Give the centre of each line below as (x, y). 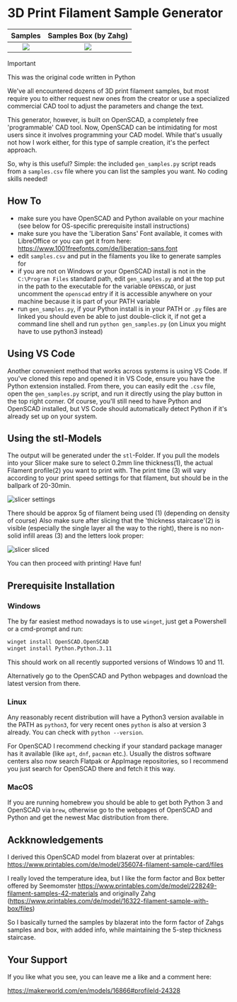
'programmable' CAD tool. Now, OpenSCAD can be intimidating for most (112, 127)
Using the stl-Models (55, 438)
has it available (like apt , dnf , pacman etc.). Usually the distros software (109, 753)
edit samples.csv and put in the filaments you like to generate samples (119, 256)
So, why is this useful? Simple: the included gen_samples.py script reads (112, 163)
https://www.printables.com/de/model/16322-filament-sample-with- (109, 901)
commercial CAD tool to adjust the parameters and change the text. (105, 106)
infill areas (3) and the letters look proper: (83, 536)
